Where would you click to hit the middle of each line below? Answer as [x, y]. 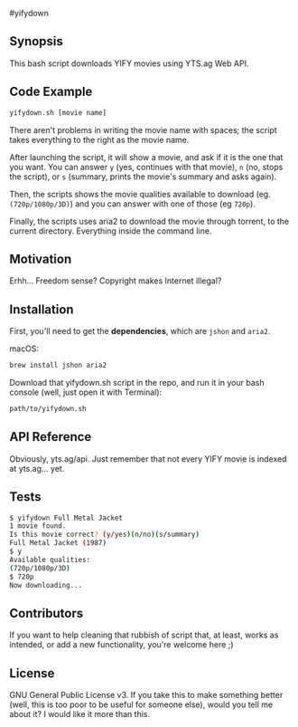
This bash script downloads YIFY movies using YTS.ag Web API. [129, 63]
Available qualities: [50, 560]
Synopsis [36, 41]
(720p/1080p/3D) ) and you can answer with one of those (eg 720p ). [132, 204]
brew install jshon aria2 [58, 366]
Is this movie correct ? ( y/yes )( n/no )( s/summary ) [105, 535]
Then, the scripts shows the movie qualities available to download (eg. [140, 194]
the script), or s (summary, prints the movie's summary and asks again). [143, 177]
